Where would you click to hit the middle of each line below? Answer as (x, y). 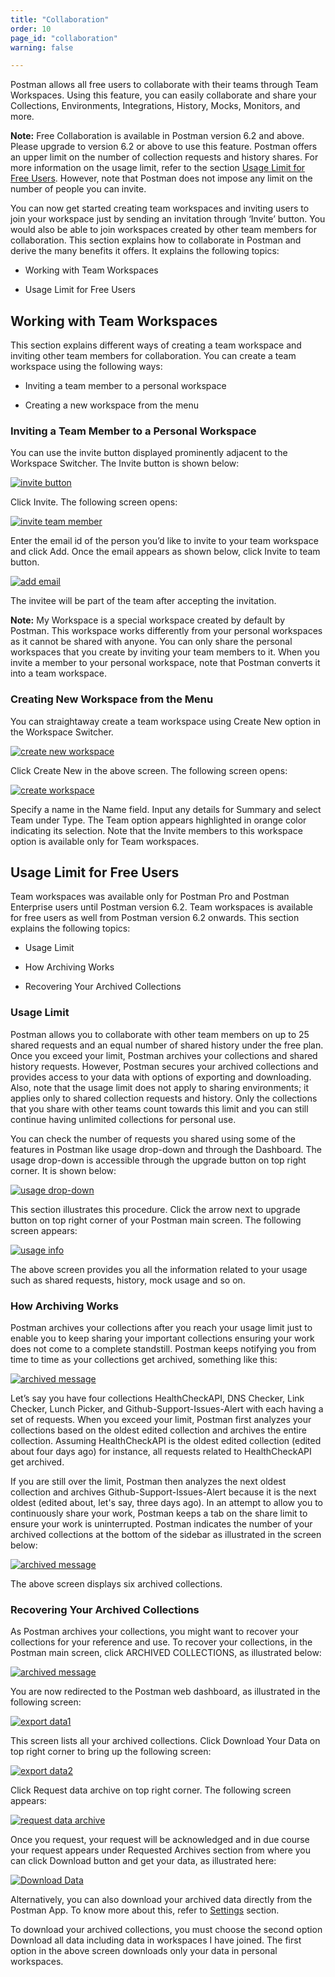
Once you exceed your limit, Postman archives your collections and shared (164, 1055)
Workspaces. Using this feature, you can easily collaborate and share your (163, 95)
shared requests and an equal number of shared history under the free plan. (167, 1045)
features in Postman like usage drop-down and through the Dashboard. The (166, 1149)
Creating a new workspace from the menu (111, 405)
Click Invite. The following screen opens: (94, 502)
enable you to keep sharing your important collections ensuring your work (162, 1338)
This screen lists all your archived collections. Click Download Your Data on (165, 1741)
